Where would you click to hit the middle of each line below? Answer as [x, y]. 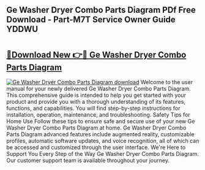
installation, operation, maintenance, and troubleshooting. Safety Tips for [99, 115]
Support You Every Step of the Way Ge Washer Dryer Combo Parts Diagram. [102, 154]
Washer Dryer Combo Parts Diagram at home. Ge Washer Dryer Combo [96, 128]
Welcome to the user [167, 82]
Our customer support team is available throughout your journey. [88, 160]
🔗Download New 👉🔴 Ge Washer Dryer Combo [96, 55]
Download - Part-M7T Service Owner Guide [91, 20]
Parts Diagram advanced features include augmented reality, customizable [100, 134]
